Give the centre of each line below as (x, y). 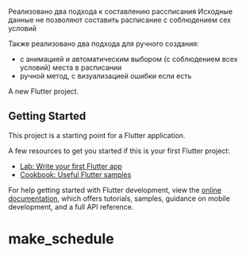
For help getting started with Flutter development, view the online (115, 190)
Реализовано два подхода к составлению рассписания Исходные (120, 12)
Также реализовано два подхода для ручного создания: (104, 44)
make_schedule (61, 239)
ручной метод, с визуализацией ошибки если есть (106, 76)
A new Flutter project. (44, 91)
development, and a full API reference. (71, 206)
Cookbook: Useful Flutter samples (75, 175)
